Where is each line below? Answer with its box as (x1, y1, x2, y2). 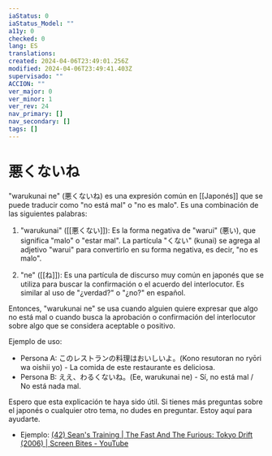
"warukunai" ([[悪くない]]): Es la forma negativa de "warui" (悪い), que (19, 225, 256, 235)
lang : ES (8, 42, 38, 50)
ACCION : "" (8, 80, 45, 88)
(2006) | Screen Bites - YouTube (19, 438, 129, 448)
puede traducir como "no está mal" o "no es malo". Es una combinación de (8, 200, 259, 209)
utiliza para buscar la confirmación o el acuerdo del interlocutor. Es (19, 279, 245, 289)
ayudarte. (8, 414, 41, 424)
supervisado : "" (8, 72, 63, 80)
